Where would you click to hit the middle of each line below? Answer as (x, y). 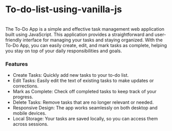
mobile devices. (30, 113)
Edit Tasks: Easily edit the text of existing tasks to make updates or (83, 81)
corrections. (25, 86)
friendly (14, 40)
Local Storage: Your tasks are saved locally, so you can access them (85, 119)
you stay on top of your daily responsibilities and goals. (64, 51)
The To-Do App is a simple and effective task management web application (85, 29)
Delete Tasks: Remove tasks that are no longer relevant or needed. (83, 102)
